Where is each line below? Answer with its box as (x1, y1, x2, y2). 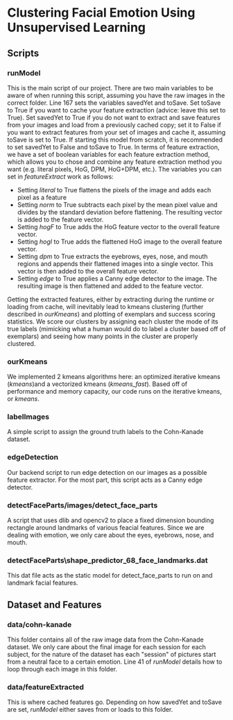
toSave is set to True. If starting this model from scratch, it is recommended (7, 135, 223, 144)
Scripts (7, 47, 40, 59)
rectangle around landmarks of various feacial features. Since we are (7, 524, 205, 532)
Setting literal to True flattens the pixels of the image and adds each (17, 185, 212, 194)
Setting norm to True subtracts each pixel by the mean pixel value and (17, 200, 218, 209)
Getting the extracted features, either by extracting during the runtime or (7, 295, 215, 303)
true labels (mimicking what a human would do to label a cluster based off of (7, 324, 226, 333)
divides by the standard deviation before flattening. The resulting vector (17, 208, 223, 216)
